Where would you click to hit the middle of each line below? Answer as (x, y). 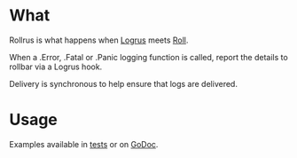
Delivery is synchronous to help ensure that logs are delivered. (123, 83)
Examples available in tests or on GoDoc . (84, 144)
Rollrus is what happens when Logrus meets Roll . (99, 40)
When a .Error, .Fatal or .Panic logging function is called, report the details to (148, 57)
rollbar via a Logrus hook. (56, 67)
